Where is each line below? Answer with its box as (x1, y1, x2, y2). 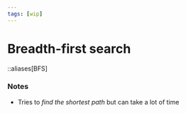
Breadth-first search (7, 40, 131, 56)
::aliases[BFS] (7, 64, 48, 73)
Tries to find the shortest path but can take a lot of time (17, 97, 180, 106)
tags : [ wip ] (7, 10, 43, 18)
